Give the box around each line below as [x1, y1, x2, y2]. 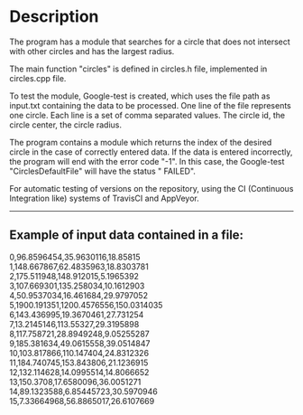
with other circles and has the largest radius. [9, 45, 175, 56]
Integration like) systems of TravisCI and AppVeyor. [9, 193, 200, 203]
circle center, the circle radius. [9, 119, 122, 130]
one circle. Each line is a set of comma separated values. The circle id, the [9, 109, 286, 120]
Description [9, 6, 99, 27]
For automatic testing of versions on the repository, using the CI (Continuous [9, 183, 294, 193]
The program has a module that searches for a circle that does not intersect [9, 36, 290, 47]
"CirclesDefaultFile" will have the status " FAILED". [9, 165, 197, 176]
